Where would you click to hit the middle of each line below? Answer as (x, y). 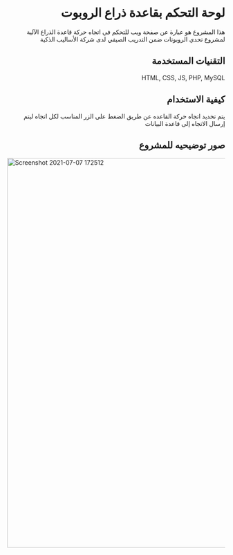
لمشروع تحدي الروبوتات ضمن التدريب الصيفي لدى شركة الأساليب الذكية (133, 39)
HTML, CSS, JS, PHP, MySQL (183, 78)
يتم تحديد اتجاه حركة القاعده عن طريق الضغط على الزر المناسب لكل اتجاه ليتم (124, 116)
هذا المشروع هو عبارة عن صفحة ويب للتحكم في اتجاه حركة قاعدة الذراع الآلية (126, 32)
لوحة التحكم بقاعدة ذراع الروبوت (143, 13)
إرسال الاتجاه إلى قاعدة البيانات (185, 123)
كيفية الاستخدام (196, 99)
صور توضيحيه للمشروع (182, 145)
